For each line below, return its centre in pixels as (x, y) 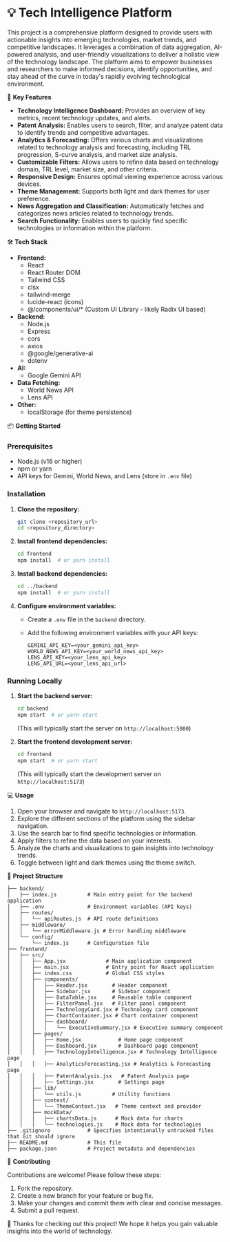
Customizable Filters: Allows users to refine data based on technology (118, 162)
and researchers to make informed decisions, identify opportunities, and (109, 69)
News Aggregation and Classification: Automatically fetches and (111, 206)
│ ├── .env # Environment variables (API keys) (100, 907)
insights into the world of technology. (60, 1231)
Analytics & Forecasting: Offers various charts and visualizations (110, 140)
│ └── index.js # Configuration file (78, 943)
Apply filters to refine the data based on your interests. (95, 840)
